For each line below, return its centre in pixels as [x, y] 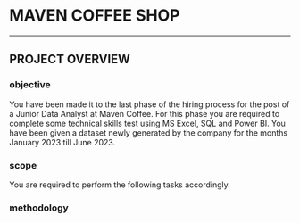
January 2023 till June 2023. [62, 142]
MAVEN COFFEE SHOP [95, 16]
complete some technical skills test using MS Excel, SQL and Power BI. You [147, 123]
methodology [39, 208]
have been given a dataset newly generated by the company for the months [149, 132]
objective [30, 85]
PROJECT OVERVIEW [70, 59]
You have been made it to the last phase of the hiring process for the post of [150, 104]
